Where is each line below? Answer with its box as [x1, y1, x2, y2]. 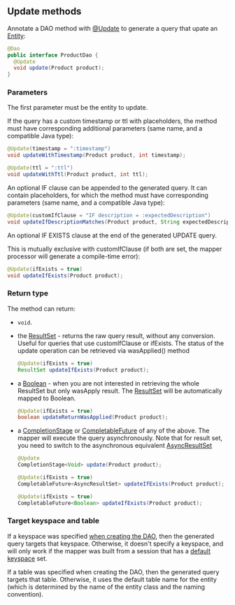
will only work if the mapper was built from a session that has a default [7, 546, 211, 555]
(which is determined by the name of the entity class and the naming [7, 583, 205, 591]
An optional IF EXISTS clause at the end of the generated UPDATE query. [7, 231, 218, 240]
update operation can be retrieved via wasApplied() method [17, 346, 190, 355]
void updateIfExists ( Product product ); [7, 272, 124, 279]
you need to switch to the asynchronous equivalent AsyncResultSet [17, 442, 213, 450]
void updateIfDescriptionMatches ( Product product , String [7, 218, 180, 226]
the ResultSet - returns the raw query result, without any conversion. [17, 331, 215, 340]
